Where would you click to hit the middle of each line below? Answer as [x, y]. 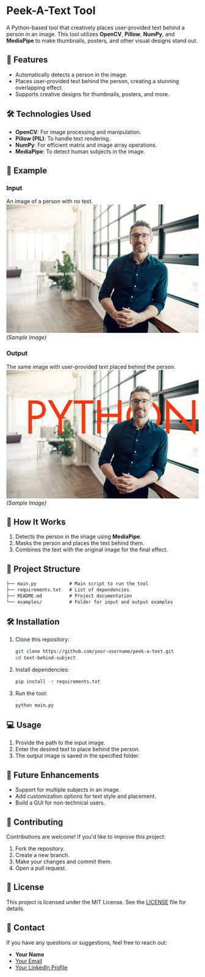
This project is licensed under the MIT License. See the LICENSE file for [96, 902]
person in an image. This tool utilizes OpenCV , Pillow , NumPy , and [91, 34]
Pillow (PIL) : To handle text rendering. [63, 138]
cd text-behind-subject [45, 658]
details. [16, 908]
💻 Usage [24, 725]
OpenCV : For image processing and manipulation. [78, 132]
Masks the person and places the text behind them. [80, 543]
